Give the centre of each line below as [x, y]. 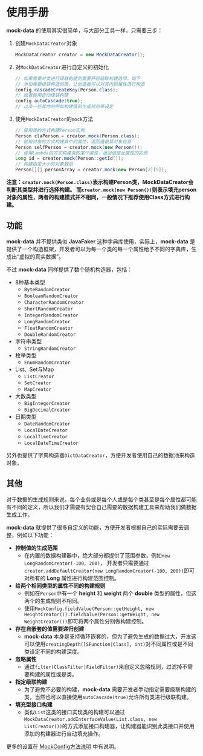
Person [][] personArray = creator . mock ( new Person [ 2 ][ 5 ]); [91, 170]
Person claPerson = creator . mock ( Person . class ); [77, 136]
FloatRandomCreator [49, 328]
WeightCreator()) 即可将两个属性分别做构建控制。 [85, 621]
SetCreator [38, 383]
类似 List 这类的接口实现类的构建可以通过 [75, 712]
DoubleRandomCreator [50, 334]
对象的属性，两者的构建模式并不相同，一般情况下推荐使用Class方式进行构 [98, 197]
